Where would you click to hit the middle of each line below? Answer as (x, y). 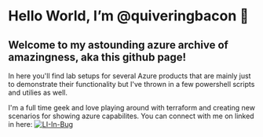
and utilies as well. (38, 92)
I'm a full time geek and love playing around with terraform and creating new (131, 108)
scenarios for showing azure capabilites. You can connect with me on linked (131, 116)
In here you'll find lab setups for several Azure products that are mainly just (130, 76)
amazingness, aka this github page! (97, 57)
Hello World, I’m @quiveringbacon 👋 (129, 16)
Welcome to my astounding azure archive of (119, 45)
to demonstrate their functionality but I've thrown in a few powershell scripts (131, 84)
